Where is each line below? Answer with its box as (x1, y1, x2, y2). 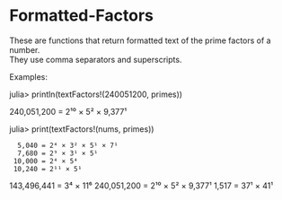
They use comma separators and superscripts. (9, 54, 182, 65)
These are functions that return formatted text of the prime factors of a (9, 35, 271, 46)
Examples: (9, 71, 48, 82)
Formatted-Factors (9, 5, 154, 26)
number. (9, 44, 40, 55)
